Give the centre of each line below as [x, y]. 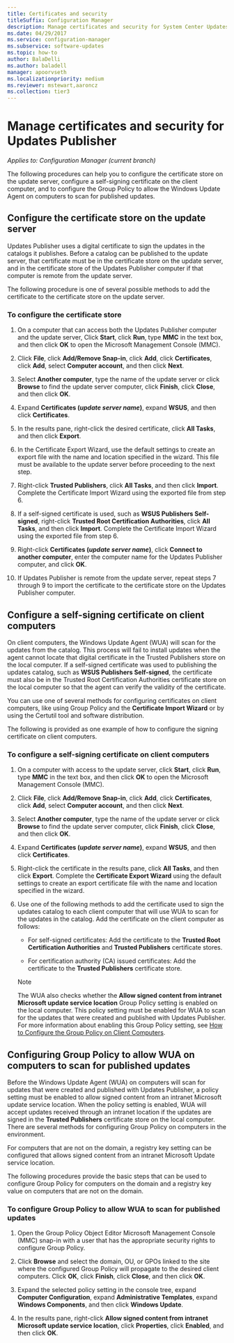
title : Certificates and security [57, 14]
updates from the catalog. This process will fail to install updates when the [114, 650]
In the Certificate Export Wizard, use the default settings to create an [116, 450]
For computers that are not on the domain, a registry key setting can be [109, 1148]
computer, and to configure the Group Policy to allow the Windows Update [114, 189]
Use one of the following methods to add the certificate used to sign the [120, 904]
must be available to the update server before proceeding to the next [116, 465]
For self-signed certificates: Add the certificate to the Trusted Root [124, 940]
